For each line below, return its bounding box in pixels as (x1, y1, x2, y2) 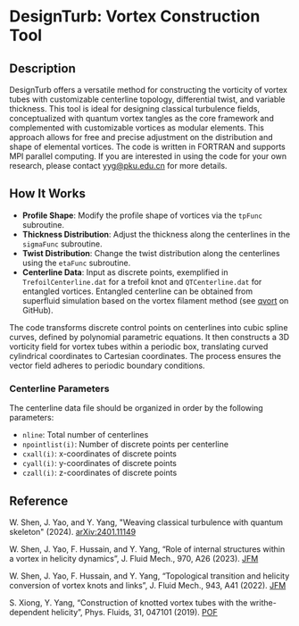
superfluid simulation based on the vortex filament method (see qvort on (21, 295, 289, 305)
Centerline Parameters (9, 382, 110, 395)
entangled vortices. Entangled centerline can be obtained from (21, 286, 253, 296)
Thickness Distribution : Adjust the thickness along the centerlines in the (21, 229, 291, 239)
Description (9, 61, 76, 76)
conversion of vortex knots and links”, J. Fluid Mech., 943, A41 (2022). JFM (9, 580, 287, 590)
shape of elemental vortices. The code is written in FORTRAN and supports (9, 141, 286, 152)
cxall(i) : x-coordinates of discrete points (21, 448, 177, 459)
